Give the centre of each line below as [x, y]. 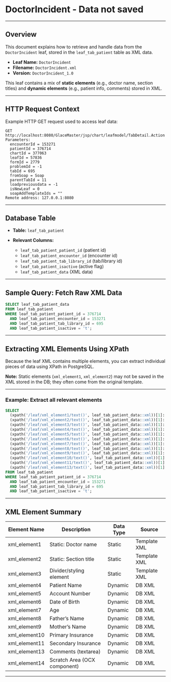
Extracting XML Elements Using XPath [67, 349]
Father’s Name [67, 619]
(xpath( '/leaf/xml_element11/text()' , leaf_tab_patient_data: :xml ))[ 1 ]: [89, 463]
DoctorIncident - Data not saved [74, 9]
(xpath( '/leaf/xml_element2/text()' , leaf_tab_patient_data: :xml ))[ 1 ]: [88, 420]
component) [64, 666]
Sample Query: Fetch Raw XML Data [64, 293]
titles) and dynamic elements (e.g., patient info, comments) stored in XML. [84, 88]
